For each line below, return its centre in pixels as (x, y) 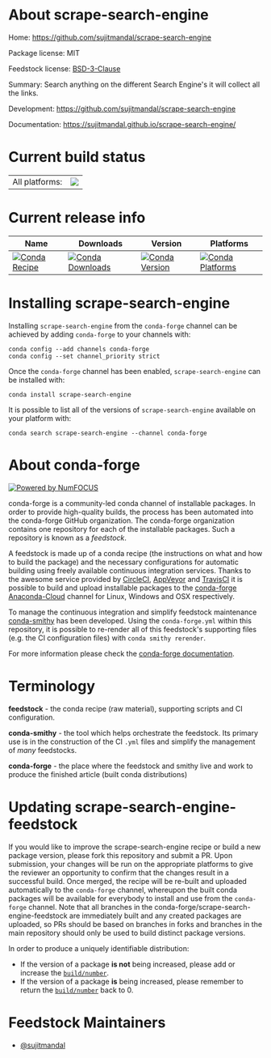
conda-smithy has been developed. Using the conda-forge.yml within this (130, 620)
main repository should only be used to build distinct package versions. (127, 933)
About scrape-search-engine (109, 15)
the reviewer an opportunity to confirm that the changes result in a (119, 873)
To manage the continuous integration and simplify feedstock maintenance (133, 612)
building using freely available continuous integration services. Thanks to (130, 570)
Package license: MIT (44, 53)
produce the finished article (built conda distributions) (98, 774)
